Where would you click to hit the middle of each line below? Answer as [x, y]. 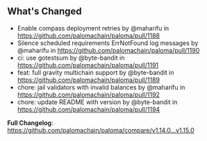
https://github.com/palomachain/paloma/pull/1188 [88, 35]
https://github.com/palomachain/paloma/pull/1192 [88, 94]
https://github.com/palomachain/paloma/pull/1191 [88, 65]
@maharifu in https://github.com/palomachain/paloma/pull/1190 [108, 50]
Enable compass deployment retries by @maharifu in [93, 28]
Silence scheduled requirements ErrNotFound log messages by [108, 43]
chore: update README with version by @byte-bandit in [97, 102]
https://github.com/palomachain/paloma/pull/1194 [89, 109]
